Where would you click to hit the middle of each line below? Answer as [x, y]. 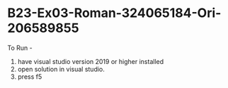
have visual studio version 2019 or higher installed [91, 61]
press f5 [30, 77]
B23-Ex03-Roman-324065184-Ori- [114, 13]
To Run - [20, 48]
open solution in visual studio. [61, 69]
